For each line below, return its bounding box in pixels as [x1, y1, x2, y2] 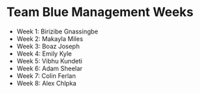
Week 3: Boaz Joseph [16, 42, 80, 50]
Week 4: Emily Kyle [16, 49, 72, 58]
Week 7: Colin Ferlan [16, 71, 76, 80]
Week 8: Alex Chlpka [16, 79, 77, 87]
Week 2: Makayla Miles [16, 34, 84, 42]
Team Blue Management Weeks [6, 4, 194, 20]
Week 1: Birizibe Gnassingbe [16, 27, 98, 36]
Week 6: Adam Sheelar [16, 64, 83, 72]
